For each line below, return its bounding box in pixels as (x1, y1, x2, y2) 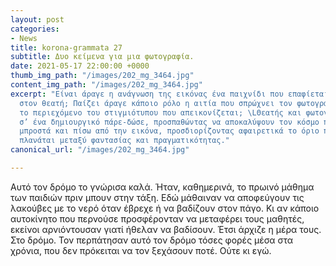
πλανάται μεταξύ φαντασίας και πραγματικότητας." (19, 136, 230, 146)
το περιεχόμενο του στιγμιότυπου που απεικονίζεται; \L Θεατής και (19, 107, 302, 118)
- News (10, 33, 38, 43)
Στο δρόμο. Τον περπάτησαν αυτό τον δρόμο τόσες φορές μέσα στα (10, 234, 294, 246)
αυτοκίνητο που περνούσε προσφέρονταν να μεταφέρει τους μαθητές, (10, 212, 305, 225)
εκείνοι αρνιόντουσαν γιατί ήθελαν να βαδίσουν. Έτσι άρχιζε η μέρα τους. (10, 223, 322, 235)
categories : (10, 24, 60, 34)
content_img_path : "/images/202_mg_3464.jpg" (10, 80, 203, 90)
